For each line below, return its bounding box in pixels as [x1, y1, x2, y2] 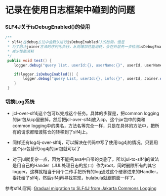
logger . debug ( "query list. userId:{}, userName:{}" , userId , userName [14, 63, 163, 67]
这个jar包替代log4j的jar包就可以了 [12, 146, 81, 152]
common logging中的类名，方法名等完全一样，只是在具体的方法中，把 [12, 123, 155, 129]
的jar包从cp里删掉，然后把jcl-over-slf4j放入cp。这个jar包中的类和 [12, 117, 146, 123]
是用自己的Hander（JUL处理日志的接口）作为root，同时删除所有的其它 [12, 162, 157, 169]
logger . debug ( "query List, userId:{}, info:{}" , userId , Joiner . [23, 76, 161, 81]
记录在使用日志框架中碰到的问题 [5, 4, 135, 16]
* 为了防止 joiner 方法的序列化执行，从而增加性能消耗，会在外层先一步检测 [7, 44, 139, 50]
